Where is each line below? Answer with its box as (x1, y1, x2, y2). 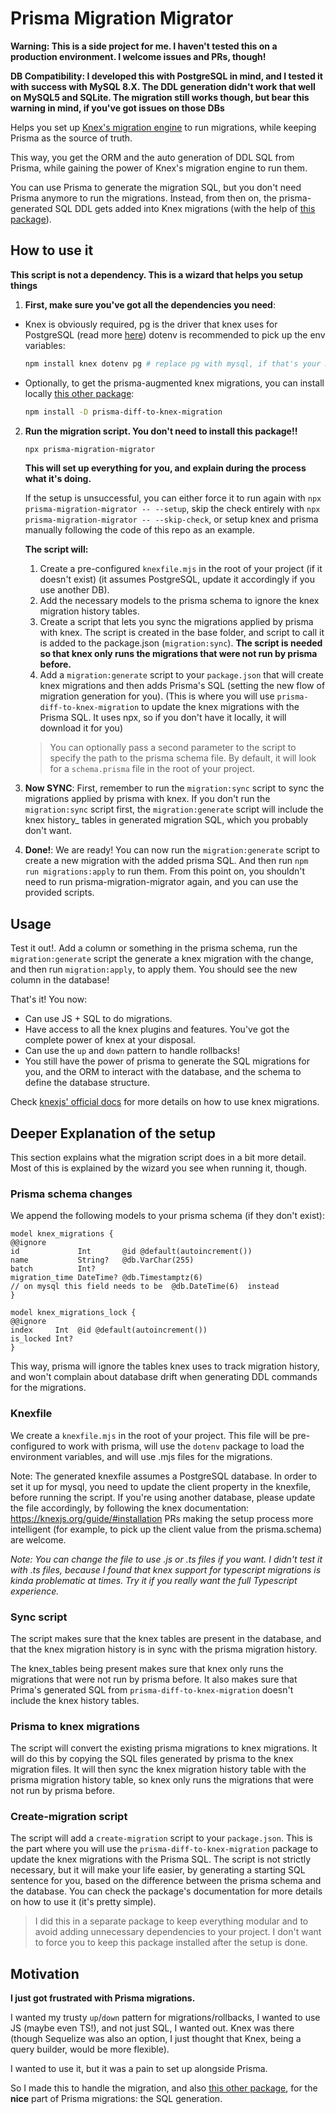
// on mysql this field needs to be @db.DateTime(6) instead (10, 1282, 280, 1292)
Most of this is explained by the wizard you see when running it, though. (10, 1162, 308, 1174)
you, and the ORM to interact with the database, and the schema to (24, 1066, 302, 1078)
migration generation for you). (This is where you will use (39, 690, 275, 702)
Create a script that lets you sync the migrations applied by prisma (39, 616, 314, 628)
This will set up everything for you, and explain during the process (24, 462, 307, 474)
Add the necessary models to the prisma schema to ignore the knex (39, 595, 320, 607)
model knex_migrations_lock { (10, 1308, 137, 1318)
